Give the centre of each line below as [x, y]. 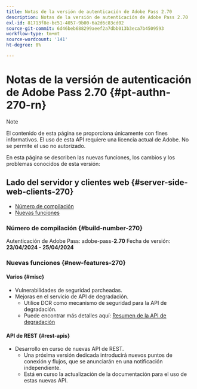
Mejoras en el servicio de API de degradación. [72, 297]
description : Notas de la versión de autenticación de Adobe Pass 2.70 [97, 17]
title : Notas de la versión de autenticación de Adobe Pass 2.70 [89, 12]
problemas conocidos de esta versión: [53, 163]
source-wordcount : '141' [37, 39]
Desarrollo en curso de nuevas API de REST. [69, 349]
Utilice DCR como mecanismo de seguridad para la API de [95, 303]
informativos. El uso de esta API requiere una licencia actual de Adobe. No [98, 139]
